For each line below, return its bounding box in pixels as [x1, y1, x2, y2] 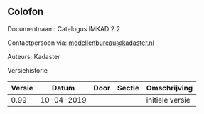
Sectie [117, 83, 140, 93]
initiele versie [146, 95, 190, 105]
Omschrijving [146, 83, 193, 93]
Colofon [7, 6, 44, 18]
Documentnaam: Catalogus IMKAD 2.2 [7, 24, 121, 33]
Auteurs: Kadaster [7, 52, 60, 61]
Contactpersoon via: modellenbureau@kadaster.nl [7, 38, 154, 47]
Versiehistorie [7, 66, 48, 74]
